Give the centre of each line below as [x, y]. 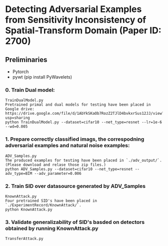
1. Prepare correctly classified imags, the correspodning [75, 139]
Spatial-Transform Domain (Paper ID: [83, 31]
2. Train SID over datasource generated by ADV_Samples [75, 186]
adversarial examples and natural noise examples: [67, 145]
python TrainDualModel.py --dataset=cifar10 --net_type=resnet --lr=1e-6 [84, 122]
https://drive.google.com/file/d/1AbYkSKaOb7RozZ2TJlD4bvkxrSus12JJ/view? [85, 114]
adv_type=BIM [19, 173]
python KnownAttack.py [29, 209]
